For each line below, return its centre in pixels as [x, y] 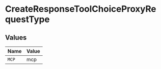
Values [16, 37]
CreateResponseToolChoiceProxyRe [80, 9]
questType [27, 19]
